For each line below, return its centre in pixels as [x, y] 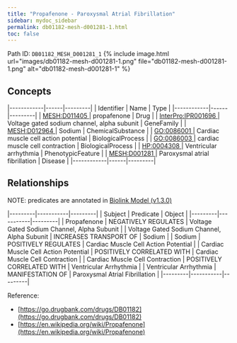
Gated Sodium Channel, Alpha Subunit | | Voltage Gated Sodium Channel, [114, 229]
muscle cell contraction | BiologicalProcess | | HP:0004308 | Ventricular [112, 146]
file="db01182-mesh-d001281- [183, 62]
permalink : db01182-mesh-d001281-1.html [68, 27]
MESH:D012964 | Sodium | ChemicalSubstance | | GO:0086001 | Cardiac [114, 131]
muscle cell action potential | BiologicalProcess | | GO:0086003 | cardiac [113, 138]
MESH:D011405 [65, 116]
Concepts [29, 91]
